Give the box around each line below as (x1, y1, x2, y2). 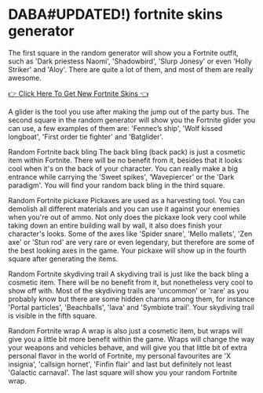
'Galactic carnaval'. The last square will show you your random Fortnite (8, 367, 238, 377)
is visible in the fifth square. (8, 311, 97, 320)
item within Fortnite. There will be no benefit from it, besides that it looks (8, 155, 243, 165)
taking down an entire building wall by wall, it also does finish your (8, 220, 222, 230)
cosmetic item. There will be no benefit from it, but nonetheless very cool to (8, 277, 254, 287)
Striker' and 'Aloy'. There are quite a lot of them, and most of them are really (8, 64, 254, 74)
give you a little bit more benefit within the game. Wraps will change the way (8, 334, 255, 344)
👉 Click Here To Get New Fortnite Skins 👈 (8, 89, 149, 98)
